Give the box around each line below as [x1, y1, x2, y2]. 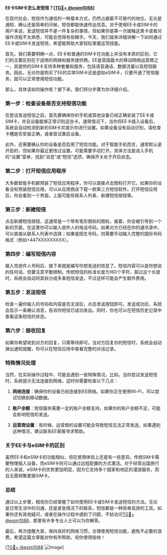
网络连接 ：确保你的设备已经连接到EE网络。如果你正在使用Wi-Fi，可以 [12, 388, 155, 395]
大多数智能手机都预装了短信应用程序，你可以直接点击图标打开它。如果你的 [5, 180, 158, 186]
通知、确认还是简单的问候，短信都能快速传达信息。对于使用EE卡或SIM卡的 [5, 22, 158, 27]
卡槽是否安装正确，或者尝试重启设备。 [5, 131, 83, 137]
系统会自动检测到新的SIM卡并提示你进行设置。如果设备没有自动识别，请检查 [5, 124, 162, 131]
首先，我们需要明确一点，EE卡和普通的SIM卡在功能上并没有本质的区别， [5, 51, 154, 57]
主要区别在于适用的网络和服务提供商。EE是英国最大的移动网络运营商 [13, 57, 154, 63]
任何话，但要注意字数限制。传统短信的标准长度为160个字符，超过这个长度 [9, 269, 161, 275]
